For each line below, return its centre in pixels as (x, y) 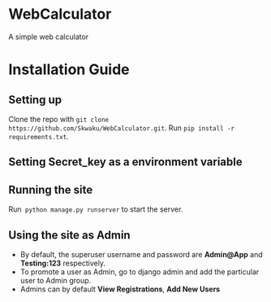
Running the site (51, 189)
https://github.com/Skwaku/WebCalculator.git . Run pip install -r (122, 128)
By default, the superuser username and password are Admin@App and (142, 254)
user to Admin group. (56, 280)
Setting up (35, 100)
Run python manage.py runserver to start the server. (96, 209)
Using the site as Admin (70, 235)
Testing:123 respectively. (63, 263)
